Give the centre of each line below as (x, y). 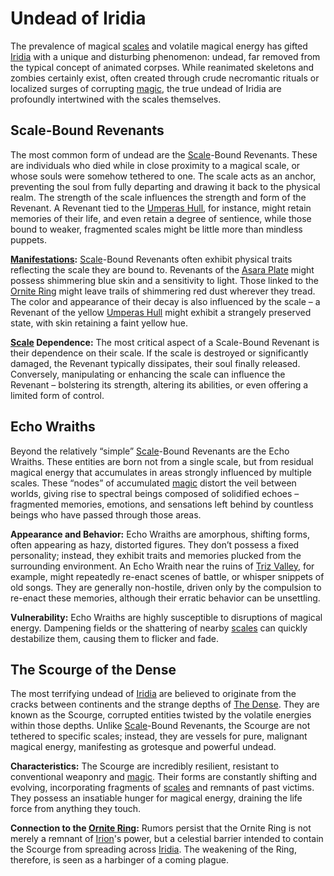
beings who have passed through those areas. (106, 514)
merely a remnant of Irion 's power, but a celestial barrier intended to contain (167, 839)
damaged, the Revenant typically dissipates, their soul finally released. (155, 363)
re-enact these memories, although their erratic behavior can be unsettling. (165, 598)
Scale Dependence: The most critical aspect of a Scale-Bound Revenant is (165, 342)
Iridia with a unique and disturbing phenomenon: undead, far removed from (165, 56)
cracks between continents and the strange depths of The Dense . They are (165, 704)
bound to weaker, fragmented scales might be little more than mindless (156, 229)
